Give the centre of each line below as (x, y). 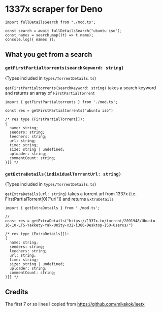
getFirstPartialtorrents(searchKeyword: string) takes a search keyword (81, 88)
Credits (17, 292)
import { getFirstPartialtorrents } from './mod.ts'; (62, 102)
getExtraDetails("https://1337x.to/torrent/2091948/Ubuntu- (94, 221)
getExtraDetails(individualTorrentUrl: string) (63, 174)
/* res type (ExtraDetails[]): (37, 234)
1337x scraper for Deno (54, 9)
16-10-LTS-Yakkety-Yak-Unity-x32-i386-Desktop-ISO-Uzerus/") (69, 225)
